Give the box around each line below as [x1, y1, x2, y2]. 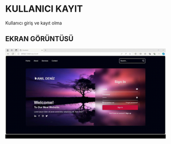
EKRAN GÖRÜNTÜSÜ [5, 35, 74, 43]
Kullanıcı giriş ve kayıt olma [5, 20, 62, 26]
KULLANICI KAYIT [5, 3, 83, 15]
